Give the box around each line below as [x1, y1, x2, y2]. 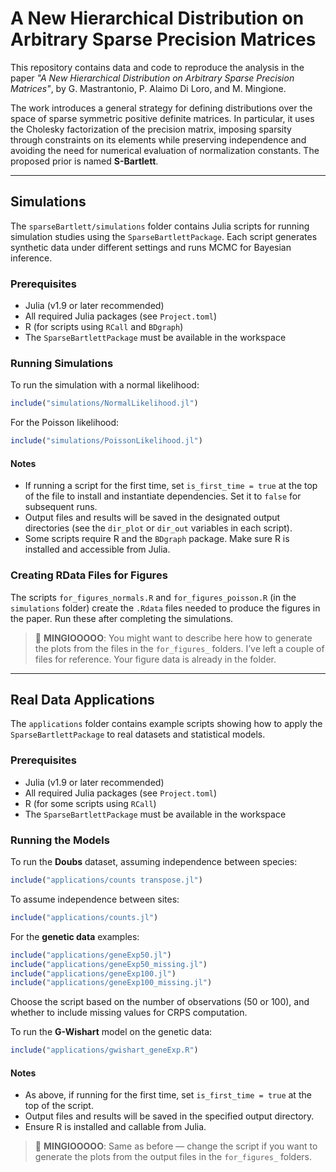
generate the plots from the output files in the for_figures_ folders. [34, 1151, 312, 1163]
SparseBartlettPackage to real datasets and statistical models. [10, 728, 266, 741]
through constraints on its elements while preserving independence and [10, 133, 307, 146]
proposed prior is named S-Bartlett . [10, 155, 159, 167]
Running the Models [10, 833, 110, 847]
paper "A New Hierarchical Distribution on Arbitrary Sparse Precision [10, 72, 295, 84]
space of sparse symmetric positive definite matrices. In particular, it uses [10, 112, 315, 124]
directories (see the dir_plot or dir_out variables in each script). [24, 522, 293, 534]
